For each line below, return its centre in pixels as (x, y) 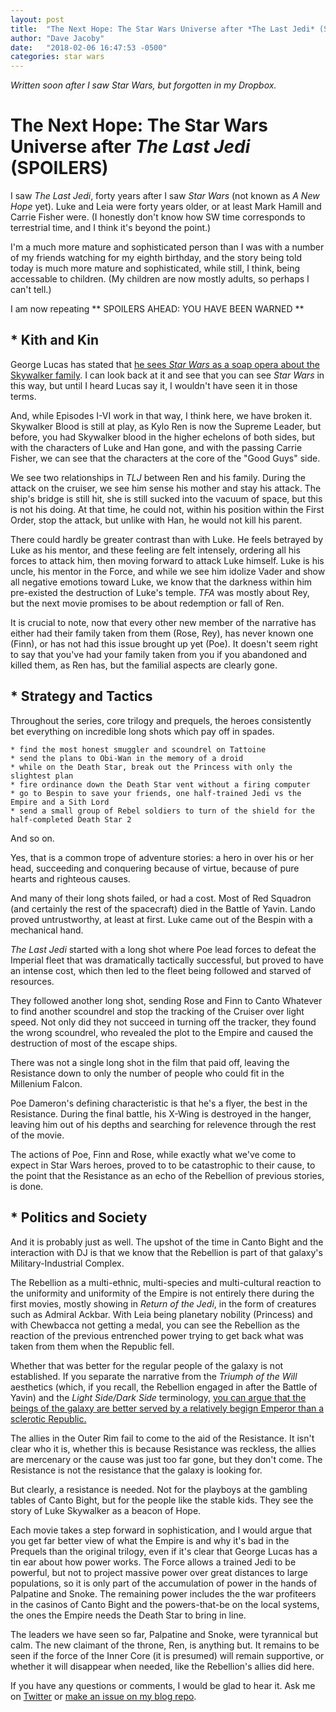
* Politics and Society (79, 1217)
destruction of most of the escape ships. (94, 1043)
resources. (32, 981)
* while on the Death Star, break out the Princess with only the (151, 767)
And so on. (32, 838)
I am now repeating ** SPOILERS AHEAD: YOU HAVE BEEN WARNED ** (157, 309)
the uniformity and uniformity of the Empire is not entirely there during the (162, 1293)
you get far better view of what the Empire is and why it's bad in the (150, 1540)
